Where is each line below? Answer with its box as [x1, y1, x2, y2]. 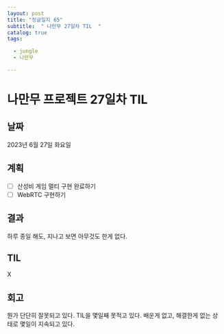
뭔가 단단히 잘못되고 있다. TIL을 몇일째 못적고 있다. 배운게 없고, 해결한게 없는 [7, 311, 211, 320]
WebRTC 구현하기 [16, 190, 66, 198]
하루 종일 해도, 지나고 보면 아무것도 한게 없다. [7, 232, 128, 240]
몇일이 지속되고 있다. [19, 320, 75, 329]
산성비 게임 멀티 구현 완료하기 [16, 182, 96, 190]
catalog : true [7, 29, 48, 36]
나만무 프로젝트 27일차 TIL [7, 92, 149, 107]
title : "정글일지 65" [7, 16, 63, 23]
